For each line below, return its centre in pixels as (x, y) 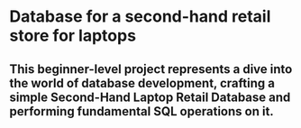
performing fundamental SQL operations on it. (142, 111)
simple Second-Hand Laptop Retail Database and (150, 97)
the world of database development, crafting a (142, 83)
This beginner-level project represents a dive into (151, 69)
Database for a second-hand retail (140, 17)
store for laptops (73, 36)
